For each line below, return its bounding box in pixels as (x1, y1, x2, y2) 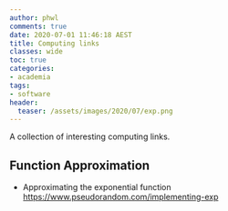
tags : (9, 81, 30, 90)
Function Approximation (9, 157, 150, 173)
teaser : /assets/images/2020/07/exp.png (17, 106, 173, 116)
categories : (9, 65, 55, 74)
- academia (9, 73, 51, 82)
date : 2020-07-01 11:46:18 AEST (9, 30, 132, 39)
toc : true (9, 55, 47, 65)
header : (9, 97, 39, 107)
